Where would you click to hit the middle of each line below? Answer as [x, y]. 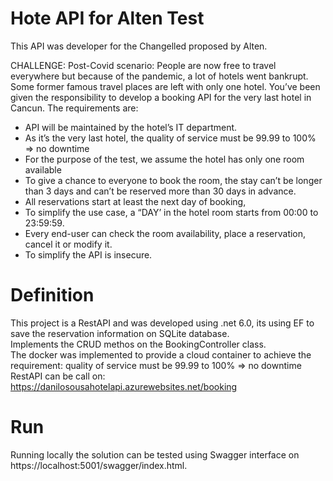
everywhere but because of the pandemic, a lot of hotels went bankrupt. [159, 76]
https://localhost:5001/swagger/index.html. [99, 465]
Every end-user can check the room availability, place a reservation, [165, 233]
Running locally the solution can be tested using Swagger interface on [155, 454]
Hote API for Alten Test [107, 18]
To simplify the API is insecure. [88, 254]
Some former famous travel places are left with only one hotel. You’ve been [165, 86]
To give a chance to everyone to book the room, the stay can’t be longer [173, 180]
